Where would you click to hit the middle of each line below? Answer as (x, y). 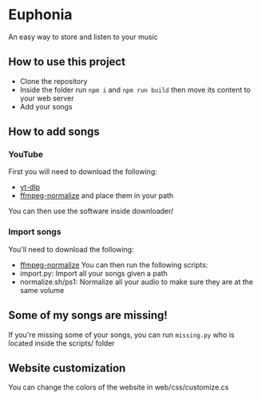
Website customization (67, 368)
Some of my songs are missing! (88, 316)
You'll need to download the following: (71, 249)
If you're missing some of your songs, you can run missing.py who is (121, 335)
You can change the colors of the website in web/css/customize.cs (119, 387)
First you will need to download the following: (83, 172)
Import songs (35, 232)
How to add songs (54, 132)
